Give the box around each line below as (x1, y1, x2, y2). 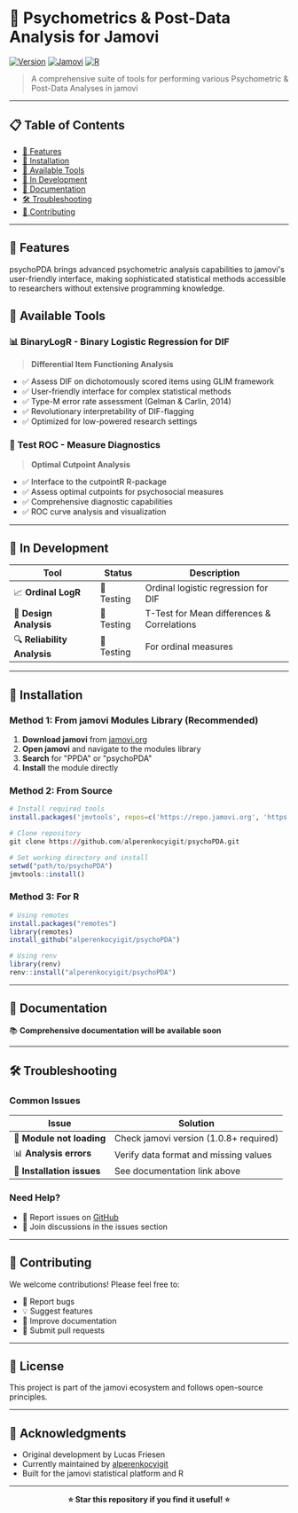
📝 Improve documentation (21, 1315, 117, 1326)
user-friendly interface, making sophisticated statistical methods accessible (9, 273, 286, 284)
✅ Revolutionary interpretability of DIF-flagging (21, 406, 195, 417)
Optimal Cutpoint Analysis (30, 459, 131, 469)
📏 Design (13, 608, 53, 620)
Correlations (145, 618, 197, 631)
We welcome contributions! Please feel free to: (9, 1279, 180, 1290)
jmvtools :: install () (9, 869, 86, 879)
